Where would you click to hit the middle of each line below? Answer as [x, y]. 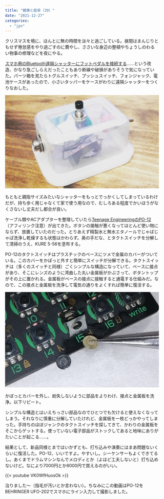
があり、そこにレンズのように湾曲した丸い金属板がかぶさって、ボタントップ [82, 272]
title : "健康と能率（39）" [30, 10]
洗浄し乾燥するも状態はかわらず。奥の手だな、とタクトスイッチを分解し [86, 238]
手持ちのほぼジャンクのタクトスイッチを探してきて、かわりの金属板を [88, 425]
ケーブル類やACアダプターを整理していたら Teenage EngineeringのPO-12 [78, 219]
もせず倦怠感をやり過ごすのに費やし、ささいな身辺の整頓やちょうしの [76, 47]
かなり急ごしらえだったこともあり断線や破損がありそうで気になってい [84, 70]
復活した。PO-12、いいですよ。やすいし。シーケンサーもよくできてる [88, 454]
